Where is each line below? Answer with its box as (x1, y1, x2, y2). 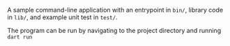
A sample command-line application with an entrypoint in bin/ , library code (7, 6, 224, 14)
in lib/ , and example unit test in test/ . (7, 13, 118, 21)
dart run (7, 34, 33, 41)
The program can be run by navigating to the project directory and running (7, 27, 222, 34)
